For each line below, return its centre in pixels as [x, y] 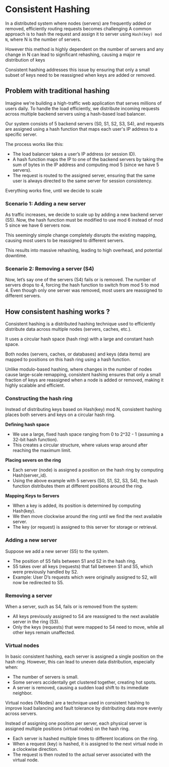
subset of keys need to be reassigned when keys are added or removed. [80, 75]
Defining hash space [27, 425]
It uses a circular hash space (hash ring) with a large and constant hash [79, 339]
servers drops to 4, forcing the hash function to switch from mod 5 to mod [82, 285]
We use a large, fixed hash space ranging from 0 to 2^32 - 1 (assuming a [88, 434]
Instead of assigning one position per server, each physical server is [76, 724]
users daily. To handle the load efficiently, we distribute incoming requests [82, 108]
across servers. [21, 713]
